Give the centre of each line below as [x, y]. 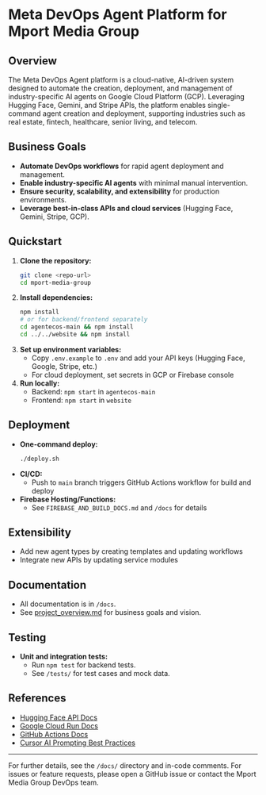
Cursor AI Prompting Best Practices [78, 743]
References [37, 699]
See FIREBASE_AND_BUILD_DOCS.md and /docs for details [119, 507]
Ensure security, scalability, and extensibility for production [120, 191]
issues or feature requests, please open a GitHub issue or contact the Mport [132, 774]
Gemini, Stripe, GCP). [54, 217]
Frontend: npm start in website [82, 400]
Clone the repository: [55, 260]
